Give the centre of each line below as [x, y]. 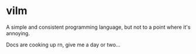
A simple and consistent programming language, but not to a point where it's [98, 27]
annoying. [18, 33]
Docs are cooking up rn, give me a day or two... [63, 45]
